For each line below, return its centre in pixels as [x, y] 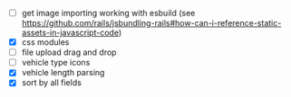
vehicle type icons [56, 63]
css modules [45, 42]
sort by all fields [52, 83]
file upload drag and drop [69, 52]
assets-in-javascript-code [70, 33]
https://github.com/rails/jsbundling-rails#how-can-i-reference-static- [151, 23]
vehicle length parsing [63, 73]
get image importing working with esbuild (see [108, 13]
